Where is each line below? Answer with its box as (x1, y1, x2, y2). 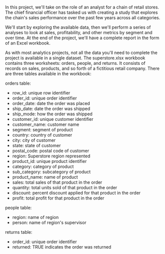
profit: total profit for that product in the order (12, 195, 104, 201)
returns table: (5, 229, 33, 235)
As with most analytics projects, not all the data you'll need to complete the (5, 50, 158, 55)
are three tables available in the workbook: (5, 71, 92, 76)
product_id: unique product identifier (12, 158, 87, 164)
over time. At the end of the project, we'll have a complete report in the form (5, 35, 160, 41)
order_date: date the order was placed (12, 101, 90, 106)
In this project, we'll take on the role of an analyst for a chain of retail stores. (5, 4, 159, 10)
